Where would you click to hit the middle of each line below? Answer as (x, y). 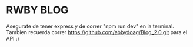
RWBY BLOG (37, 10)
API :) (13, 38)
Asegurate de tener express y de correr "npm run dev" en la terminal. (90, 26)
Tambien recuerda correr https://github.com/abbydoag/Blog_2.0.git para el (97, 32)
